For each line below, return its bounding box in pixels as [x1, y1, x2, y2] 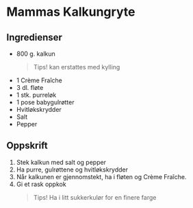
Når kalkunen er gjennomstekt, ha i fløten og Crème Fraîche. [16, 172, 187, 181]
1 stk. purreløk [16, 91, 57, 99]
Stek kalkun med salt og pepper [16, 158, 107, 166]
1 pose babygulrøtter [16, 98, 75, 106]
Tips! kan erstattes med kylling [33, 63, 120, 71]
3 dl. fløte [16, 84, 44, 91]
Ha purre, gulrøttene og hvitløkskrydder [16, 165, 128, 174]
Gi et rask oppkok [16, 180, 66, 188]
